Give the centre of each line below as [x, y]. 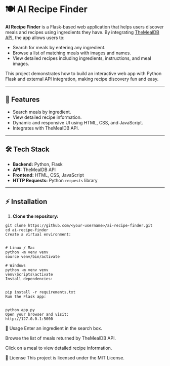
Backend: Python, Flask [37, 164]
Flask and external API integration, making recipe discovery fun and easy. [82, 79]
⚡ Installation [26, 201]
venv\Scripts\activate [29, 275]
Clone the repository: [35, 216]
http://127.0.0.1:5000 [29, 319]
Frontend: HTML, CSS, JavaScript [48, 175]
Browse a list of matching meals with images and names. [72, 53]
